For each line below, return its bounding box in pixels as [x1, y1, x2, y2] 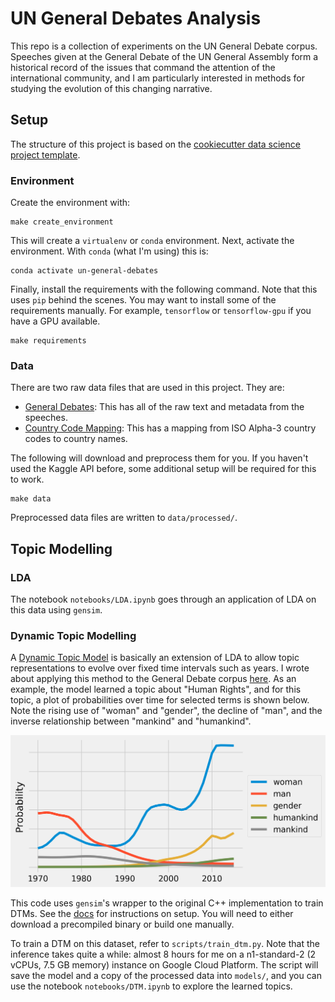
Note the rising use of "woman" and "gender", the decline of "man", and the [10, 705, 323, 717]
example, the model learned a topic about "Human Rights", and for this [10, 683, 302, 696]
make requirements [10, 336, 87, 346]
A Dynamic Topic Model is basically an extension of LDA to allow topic [10, 652, 300, 664]
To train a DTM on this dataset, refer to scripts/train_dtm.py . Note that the [10, 937, 320, 949]
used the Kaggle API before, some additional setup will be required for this [10, 463, 317, 475]
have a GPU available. [10, 315, 101, 327]
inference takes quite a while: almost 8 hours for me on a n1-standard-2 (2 [10, 948, 317, 960]
